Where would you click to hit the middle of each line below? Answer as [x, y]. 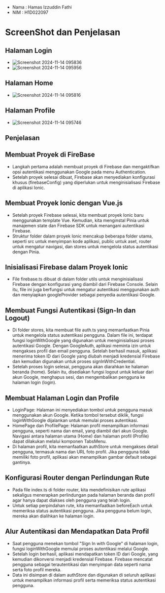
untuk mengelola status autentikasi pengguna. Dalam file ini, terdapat [82, 335]
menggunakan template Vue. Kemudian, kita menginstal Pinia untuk [81, 220]
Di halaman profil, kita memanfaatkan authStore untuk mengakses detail [85, 447]
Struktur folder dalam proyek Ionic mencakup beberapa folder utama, [82, 236]
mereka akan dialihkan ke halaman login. [53, 516]
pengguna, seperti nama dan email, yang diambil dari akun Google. [80, 431]
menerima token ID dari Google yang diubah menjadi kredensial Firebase [86, 356]
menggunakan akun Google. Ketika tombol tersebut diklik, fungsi [78, 415]
